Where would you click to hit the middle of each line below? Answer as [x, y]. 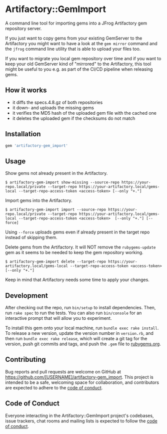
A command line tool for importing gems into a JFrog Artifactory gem [76, 23]
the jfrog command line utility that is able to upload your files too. [73, 49]
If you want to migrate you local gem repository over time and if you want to [83, 58]
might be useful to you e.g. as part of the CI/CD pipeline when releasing [79, 69]
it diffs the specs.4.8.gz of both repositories [57, 102]
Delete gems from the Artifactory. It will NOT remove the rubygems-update [80, 247]
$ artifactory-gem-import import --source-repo [56, 210]
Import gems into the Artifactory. [39, 200]
